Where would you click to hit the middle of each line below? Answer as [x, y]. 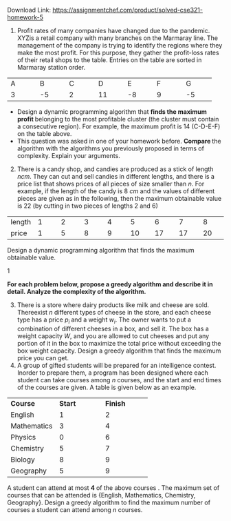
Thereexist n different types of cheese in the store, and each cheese [114, 312]
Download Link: [29, 10]
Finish [115, 403]
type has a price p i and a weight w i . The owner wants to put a [104, 320]
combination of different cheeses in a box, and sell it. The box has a [113, 328]
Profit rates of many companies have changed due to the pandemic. [113, 31]
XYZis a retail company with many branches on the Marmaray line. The [118, 38]
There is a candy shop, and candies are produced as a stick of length [115, 169]
